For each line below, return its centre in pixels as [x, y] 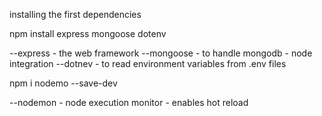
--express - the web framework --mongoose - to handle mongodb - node [161, 53]
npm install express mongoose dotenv [88, 33]
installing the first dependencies [75, 14]
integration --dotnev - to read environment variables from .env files [148, 63]
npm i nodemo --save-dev [63, 83]
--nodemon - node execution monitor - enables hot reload [129, 102]
